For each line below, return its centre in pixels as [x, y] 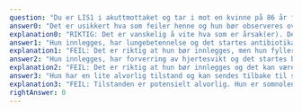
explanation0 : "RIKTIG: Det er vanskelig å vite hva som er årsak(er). [146, 34]
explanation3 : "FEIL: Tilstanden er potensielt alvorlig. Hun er [134, 84]
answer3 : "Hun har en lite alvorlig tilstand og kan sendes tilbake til [148, 76]
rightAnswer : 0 [38, 92]
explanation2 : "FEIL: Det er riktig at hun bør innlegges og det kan [142, 68]
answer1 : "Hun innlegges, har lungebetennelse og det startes [128, 43]
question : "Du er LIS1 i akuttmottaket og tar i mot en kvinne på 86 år [148, 17]
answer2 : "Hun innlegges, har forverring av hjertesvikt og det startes [148, 59]
